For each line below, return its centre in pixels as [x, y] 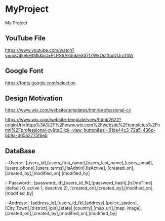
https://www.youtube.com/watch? [40, 50]
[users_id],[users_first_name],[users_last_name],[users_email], [89, 163]
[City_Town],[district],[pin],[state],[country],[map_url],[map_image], [74, 208]
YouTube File [25, 38]
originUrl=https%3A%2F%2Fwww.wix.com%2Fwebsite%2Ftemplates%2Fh [83, 125]
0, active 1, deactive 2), [45, 188]
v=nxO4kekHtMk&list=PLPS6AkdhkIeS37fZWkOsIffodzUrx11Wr [69, 55]
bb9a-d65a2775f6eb [26, 135]
